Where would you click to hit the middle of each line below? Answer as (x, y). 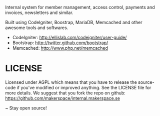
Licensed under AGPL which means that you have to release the (71, 82)
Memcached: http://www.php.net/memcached (60, 48)
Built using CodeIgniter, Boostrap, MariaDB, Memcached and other (74, 22)
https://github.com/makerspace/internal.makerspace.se (62, 98)
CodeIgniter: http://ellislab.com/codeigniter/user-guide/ (69, 37)
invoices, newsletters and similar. (39, 13)
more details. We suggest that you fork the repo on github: (65, 93)
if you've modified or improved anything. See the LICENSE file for (84, 87)
